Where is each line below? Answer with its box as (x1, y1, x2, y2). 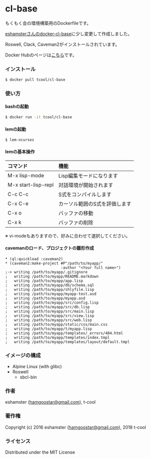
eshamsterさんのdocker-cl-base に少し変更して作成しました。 (5, 30, 133, 36)
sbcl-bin (19, 374, 37, 380)
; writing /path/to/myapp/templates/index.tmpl (5, 335, 110, 340)
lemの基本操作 (5, 148, 35, 155)
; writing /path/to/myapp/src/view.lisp (5, 313, 94, 318)
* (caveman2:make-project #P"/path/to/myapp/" (5, 260, 103, 266)
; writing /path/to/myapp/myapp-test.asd (5, 291, 97, 296)
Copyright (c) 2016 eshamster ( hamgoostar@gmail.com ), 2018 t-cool (5, 424, 147, 430)
